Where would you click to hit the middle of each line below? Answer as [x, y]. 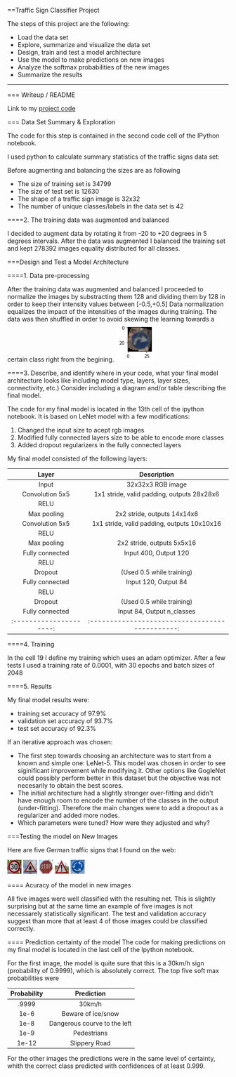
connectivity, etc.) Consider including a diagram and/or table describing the [117, 388]
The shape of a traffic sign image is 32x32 [79, 199]
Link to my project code [41, 108]
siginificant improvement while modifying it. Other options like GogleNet [122, 770]
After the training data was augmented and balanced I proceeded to [105, 289]
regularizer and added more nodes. [68, 815]
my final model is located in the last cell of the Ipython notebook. [101, 949]
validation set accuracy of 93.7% [65, 721]
